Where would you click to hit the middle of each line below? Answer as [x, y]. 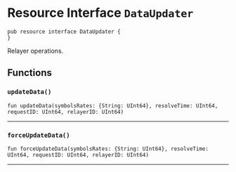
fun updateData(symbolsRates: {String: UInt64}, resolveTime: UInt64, [113, 106]
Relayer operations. [35, 51]
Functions [30, 73]
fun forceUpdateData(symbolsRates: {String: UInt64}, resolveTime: [108, 149]
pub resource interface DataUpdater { [64, 32]
